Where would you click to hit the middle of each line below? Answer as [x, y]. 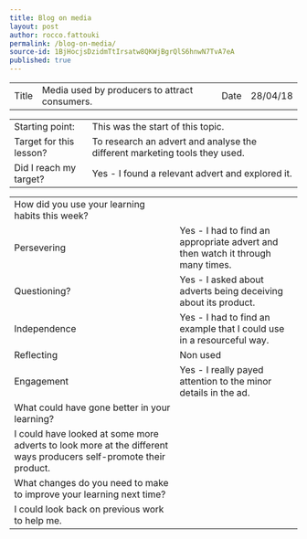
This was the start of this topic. [158, 127]
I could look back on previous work [89, 509]
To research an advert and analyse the [175, 141]
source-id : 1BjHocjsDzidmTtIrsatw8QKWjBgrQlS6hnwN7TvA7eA [122, 52]
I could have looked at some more [87, 433]
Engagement [42, 381]
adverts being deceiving [231, 291]
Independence [45, 328]
